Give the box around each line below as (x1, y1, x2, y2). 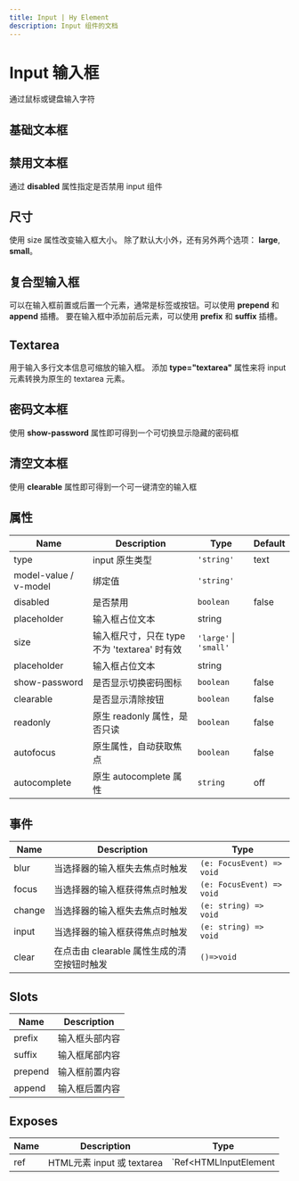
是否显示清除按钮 (93, 693, 165, 706)
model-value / (13, 568, 74, 581)
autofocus (13, 746, 56, 758)
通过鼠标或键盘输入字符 (9, 94, 95, 104)
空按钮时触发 (53, 958, 109, 970)
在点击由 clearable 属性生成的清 (53, 945, 187, 957)
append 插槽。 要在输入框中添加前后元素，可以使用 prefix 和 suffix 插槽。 (9, 311, 283, 322)
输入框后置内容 (57, 1083, 121, 1095)
